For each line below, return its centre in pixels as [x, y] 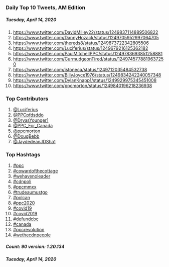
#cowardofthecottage [35, 171]
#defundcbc [26, 219]
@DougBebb [26, 136]
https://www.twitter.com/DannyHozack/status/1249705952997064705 [86, 37]
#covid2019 [25, 214]
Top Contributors [27, 99]
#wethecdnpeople [32, 235]
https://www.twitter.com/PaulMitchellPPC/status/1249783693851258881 [88, 53]
